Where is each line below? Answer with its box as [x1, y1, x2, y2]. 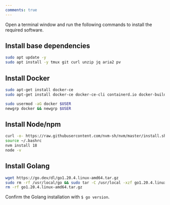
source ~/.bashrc [5, 138, 42, 143]
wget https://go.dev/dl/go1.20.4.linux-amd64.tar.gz [5, 175, 119, 181]
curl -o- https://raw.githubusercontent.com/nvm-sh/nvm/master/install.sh [5, 133, 166, 139]
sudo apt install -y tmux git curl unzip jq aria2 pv [5, 60, 121, 65]
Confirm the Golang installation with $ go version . [5, 194, 110, 200]
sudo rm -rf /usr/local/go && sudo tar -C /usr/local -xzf [5, 180, 133, 185]
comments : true [5, 7, 37, 13]
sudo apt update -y [5, 55, 47, 60]
